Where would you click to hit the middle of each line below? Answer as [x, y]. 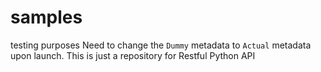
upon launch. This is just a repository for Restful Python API [133, 55]
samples [46, 17]
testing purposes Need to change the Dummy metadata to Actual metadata [161, 45]
